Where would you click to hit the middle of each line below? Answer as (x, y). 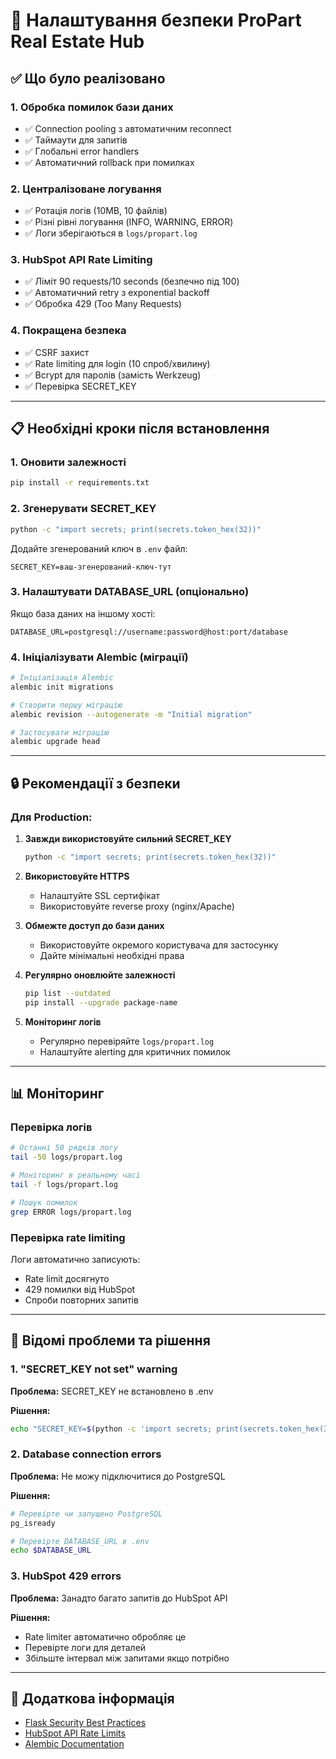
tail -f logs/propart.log (64, 1184)
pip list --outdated (67, 993)
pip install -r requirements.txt (80, 483)
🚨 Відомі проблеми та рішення (110, 1340)
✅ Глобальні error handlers (82, 151)
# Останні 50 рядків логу (64, 1148)
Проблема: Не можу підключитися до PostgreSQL (118, 1476)
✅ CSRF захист (57, 352)
